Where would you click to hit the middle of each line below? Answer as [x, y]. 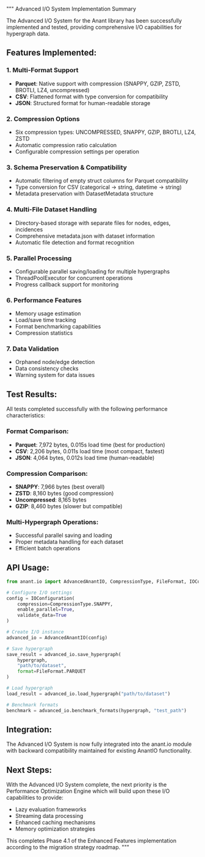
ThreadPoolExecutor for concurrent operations [74, 278]
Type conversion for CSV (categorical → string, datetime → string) [98, 187]
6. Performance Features [44, 300]
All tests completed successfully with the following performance [87, 409]
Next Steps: [29, 770]
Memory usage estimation [48, 313]
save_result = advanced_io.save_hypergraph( [64, 654]
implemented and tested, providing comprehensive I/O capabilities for [94, 27]
